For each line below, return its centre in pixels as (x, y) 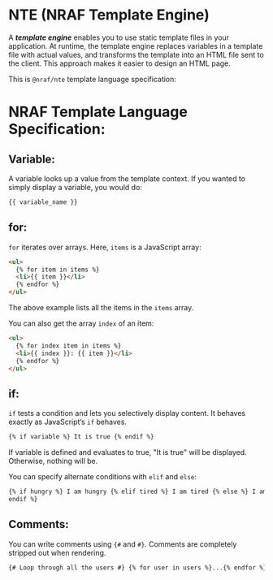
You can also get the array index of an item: (81, 323)
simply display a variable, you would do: (75, 187)
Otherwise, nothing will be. (53, 461)
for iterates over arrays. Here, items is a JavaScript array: (105, 247)
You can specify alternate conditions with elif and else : (103, 477)
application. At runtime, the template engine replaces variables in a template (136, 45)
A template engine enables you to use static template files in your (119, 37)
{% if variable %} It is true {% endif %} (81, 437)
